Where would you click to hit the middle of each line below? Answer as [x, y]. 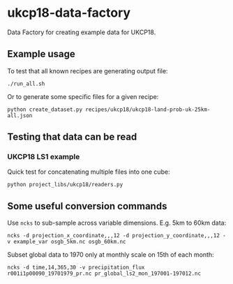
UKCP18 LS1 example [44, 157]
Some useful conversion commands [87, 206]
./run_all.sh [26, 84]
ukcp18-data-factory [69, 13]
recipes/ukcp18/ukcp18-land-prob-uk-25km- [148, 110]
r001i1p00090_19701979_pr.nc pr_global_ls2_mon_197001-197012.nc [104, 274]
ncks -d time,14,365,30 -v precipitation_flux [76, 268]
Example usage [41, 54]
